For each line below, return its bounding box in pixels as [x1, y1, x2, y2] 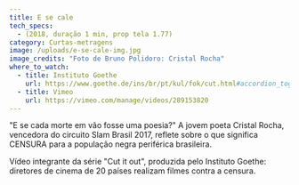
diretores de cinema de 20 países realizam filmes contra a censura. [9, 165, 256, 176]
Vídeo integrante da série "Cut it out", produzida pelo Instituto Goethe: [9, 157, 267, 167]
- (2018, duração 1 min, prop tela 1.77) [17, 29, 174, 38]
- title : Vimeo [17, 87, 74, 96]
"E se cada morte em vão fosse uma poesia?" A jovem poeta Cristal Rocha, [9, 120, 285, 131]
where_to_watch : [9, 63, 69, 72]
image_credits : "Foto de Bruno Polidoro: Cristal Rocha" [9, 54, 225, 63]
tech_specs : [9, 21, 53, 30]
